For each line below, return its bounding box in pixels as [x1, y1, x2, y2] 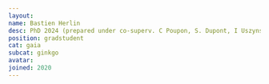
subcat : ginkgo [8, 49, 59, 57]
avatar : [8, 57, 34, 65]
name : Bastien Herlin [8, 19, 81, 27]
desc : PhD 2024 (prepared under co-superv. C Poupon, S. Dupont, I [8, 26, 239, 34]
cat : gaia [8, 42, 42, 50]
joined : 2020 [8, 64, 52, 72]
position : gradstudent [8, 34, 84, 42]
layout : [8, 11, 34, 20]
